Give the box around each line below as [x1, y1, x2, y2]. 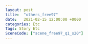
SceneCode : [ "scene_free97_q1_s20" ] [5, 31, 83, 36]
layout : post [5, 7, 33, 13]
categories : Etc [5, 21, 40, 27]
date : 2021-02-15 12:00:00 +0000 [5, 17, 81, 22]
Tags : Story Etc [5, 26, 40, 31]
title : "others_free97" [5, 12, 58, 17]
